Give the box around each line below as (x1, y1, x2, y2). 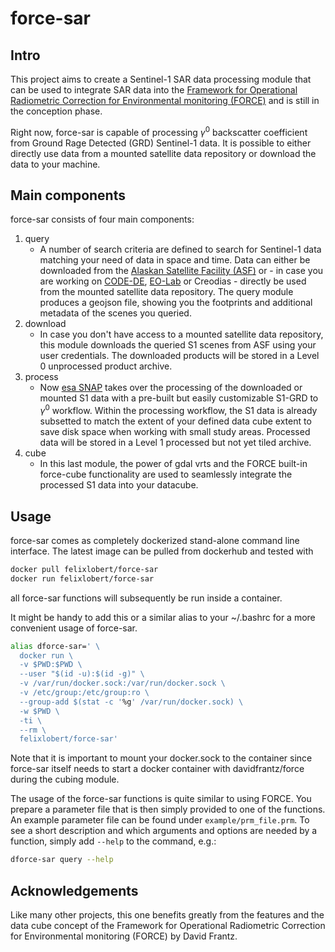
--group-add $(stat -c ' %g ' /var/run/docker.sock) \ (19, 697, 244, 707)
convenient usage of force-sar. (10, 622, 138, 634)
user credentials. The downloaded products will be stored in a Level (39, 350, 320, 362)
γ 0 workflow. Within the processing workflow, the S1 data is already (39, 403, 318, 417)
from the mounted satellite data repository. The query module (39, 286, 294, 298)
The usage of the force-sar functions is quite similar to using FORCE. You (10, 793, 312, 805)
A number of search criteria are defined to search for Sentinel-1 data (39, 243, 322, 256)
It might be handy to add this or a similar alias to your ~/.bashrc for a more (10, 611, 316, 623)
